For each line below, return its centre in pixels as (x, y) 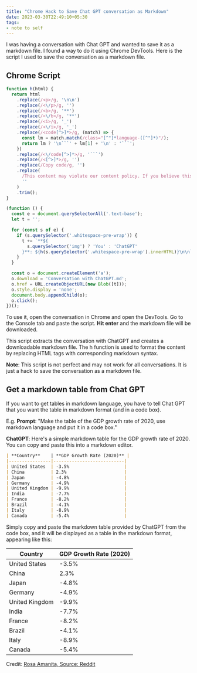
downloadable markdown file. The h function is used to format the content (96, 347)
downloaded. (22, 329)
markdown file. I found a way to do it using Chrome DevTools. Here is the (94, 51)
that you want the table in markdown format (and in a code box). (84, 410)
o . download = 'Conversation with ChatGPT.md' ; (69, 279)
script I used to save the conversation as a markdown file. (76, 57)
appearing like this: (29, 539)
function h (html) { (30, 89)
